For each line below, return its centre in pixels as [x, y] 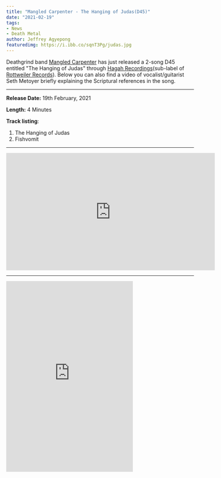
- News [14, 28]
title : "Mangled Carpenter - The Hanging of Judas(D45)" [78, 12]
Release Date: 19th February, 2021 [49, 98]
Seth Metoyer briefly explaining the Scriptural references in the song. [91, 80]
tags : [13, 23]
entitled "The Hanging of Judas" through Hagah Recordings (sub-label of [95, 68]
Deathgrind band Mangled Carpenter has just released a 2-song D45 [91, 62]
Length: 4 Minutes [29, 109]
